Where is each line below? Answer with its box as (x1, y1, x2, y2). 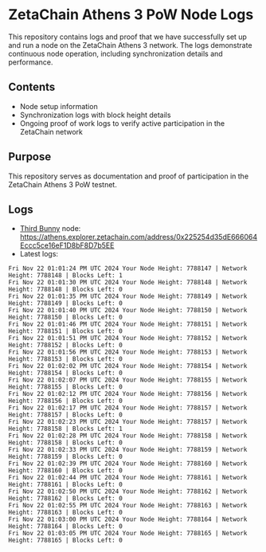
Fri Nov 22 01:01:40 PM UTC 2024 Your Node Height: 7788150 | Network (8, 307, 248, 315)
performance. (8, 57, 53, 67)
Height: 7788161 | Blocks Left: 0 (8, 480, 123, 489)
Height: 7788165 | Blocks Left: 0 (8, 536, 123, 545)
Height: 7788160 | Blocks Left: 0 (8, 467, 123, 475)
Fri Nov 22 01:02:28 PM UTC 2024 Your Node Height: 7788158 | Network (8, 432, 248, 440)
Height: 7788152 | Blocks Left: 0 (8, 341, 123, 350)
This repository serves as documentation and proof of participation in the (8, 171, 249, 181)
